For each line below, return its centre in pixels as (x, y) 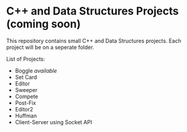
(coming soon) (43, 24)
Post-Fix (25, 103)
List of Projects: (26, 59)
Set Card (26, 77)
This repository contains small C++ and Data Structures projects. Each (94, 41)
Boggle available (36, 70)
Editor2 (24, 109)
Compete (27, 96)
